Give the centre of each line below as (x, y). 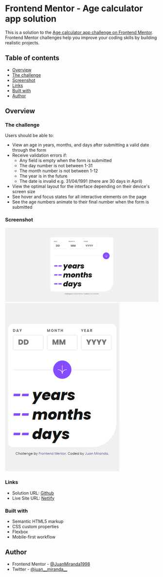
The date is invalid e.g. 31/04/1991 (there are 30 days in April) (81, 181)
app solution (31, 19)
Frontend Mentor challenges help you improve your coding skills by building (81, 38)
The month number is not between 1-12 (59, 171)
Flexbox (20, 532)
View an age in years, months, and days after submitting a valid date (81, 145)
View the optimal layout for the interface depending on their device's (81, 186)
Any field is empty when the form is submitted (65, 160)
